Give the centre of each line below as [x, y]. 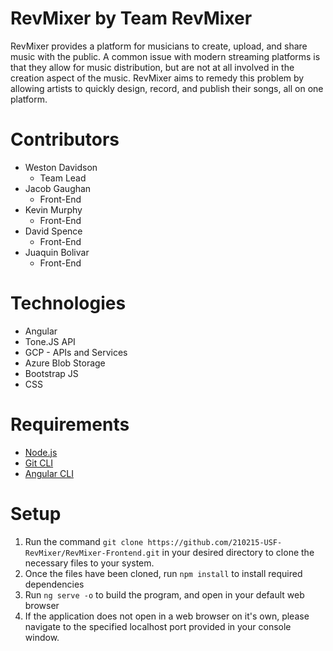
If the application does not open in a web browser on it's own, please [167, 616]
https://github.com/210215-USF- [215, 542]
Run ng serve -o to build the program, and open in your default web [164, 594]
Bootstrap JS [51, 373]
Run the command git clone [84, 541]
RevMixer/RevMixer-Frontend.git [92, 553]
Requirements [70, 424]
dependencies [54, 584]
